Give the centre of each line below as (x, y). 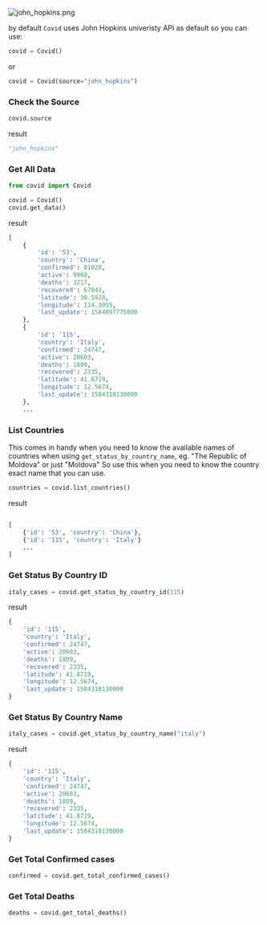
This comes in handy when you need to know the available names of (121, 448)
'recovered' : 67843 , (71, 290)
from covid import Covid (50, 186)
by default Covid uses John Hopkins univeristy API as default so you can (128, 28)
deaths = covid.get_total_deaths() (68, 913)
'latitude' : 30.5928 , (73, 297)
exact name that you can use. (57, 473)
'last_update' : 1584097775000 (87, 312)
